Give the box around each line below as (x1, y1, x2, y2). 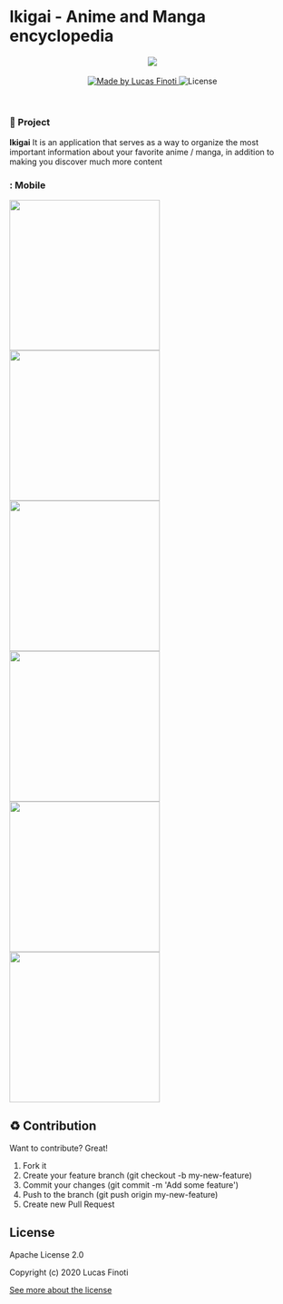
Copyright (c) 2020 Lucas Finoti (9, 1267, 129, 1278)
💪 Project (9, 116, 51, 129)
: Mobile (9, 179, 46, 192)
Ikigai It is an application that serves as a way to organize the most (9, 136, 259, 147)
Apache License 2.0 (9, 1249, 84, 1260)
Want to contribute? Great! (9, 1142, 109, 1153)
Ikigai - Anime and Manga (9, 6, 207, 27)
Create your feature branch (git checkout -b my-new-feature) (22, 1170, 252, 1181)
